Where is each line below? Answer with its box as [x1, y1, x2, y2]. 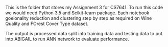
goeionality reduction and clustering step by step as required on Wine [5, 15, 152, 21]
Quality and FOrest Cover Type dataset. [5, 20, 89, 27]
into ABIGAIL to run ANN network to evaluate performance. [5, 36, 129, 42]
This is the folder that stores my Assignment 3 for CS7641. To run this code [5, 5, 163, 10]
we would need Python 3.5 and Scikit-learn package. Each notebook [5, 10, 150, 16]
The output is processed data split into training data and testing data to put [5, 31, 162, 36]
